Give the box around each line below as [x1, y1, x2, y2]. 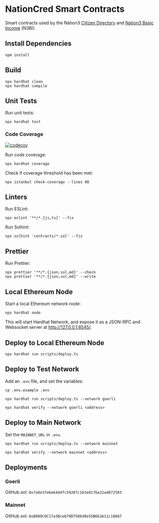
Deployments [5, 463, 47, 472]
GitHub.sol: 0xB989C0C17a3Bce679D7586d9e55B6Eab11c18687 [5, 513, 122, 519]
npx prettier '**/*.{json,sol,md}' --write [5, 274, 96, 279]
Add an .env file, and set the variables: [5, 378, 84, 384]
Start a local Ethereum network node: [5, 301, 81, 307]
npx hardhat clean [5, 79, 43, 84]
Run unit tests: [5, 110, 35, 116]
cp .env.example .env [5, 388, 50, 392]
